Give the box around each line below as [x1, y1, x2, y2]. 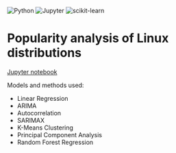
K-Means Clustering [16, 123, 74, 132]
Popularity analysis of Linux [7, 31, 169, 46]
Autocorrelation [16, 108, 62, 117]
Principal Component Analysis [16, 130, 103, 139]
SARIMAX [16, 116, 45, 124]
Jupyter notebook [7, 67, 58, 75]
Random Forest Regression [16, 138, 94, 146]
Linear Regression [16, 94, 68, 102]
